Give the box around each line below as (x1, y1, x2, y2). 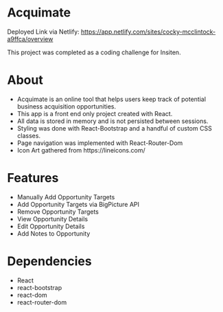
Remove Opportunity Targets (16, 208, 99, 216)
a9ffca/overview (7, 34, 54, 43)
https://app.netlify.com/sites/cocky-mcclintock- (80, 27, 216, 36)
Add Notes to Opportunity (16, 229, 91, 238)
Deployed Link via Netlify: (7, 27, 80, 36)
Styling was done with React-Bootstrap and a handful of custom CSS (16, 124, 213, 132)
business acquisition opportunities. (16, 102, 117, 111)
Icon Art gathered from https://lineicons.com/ (16, 146, 145, 154)
